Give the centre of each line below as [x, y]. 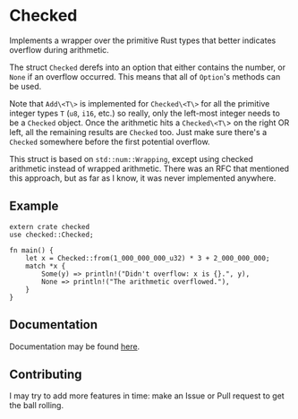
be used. [26, 86]
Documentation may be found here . [75, 346]
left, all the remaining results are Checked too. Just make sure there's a [138, 132]
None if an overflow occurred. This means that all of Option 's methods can [145, 76]
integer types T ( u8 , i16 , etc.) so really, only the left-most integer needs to [145, 113]
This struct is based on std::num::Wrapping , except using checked [131, 158]
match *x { [46, 266]
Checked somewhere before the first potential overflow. [110, 141]
